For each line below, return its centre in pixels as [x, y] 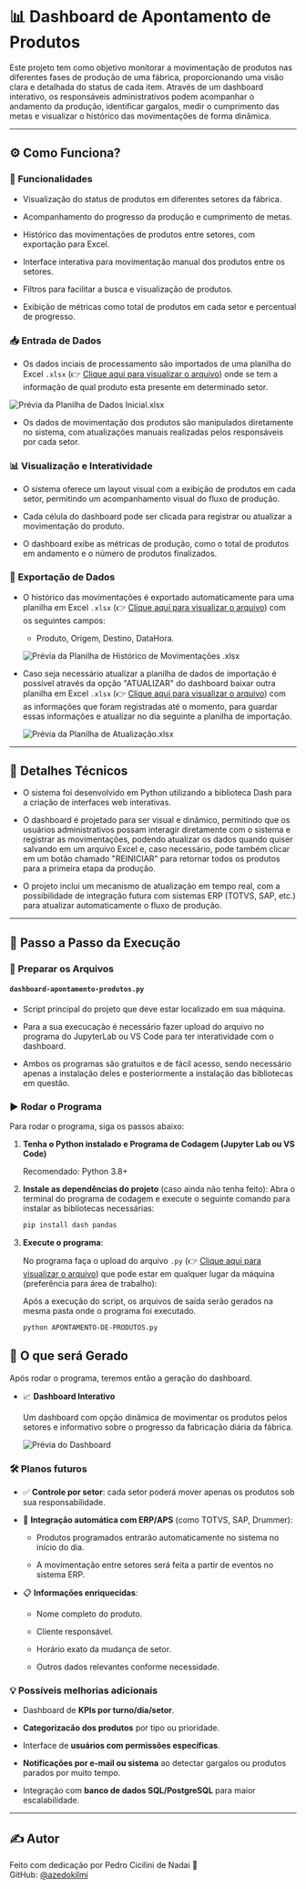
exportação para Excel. [66, 244]
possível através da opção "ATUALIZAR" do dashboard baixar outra [149, 683]
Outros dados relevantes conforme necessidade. [128, 1667]
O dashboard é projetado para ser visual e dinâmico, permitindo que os [156, 820]
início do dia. [60, 1547]
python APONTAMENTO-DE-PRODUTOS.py [90, 1328]
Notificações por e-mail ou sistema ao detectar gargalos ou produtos [154, 1763]
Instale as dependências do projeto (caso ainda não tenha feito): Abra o [159, 1189]
